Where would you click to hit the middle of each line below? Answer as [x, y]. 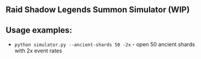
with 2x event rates [38, 51]
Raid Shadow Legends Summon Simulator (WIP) [98, 10]
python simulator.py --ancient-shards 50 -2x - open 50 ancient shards [105, 45]
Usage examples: [39, 30]
